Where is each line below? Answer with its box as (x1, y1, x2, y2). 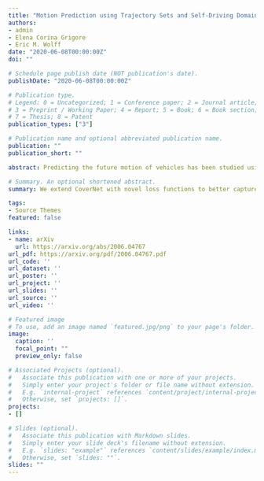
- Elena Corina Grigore (8, 33, 86, 42)
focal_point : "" (15, 345, 68, 353)
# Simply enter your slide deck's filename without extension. (8, 438, 226, 447)
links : (8, 228, 30, 236)
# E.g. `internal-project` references (8, 388, 143, 396)
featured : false (8, 214, 61, 222)
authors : (8, 19, 37, 27)
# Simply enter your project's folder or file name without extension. (8, 381, 255, 389)
